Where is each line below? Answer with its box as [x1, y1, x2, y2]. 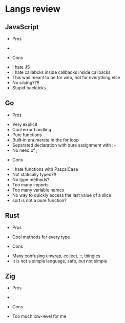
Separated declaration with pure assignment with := [12, 142, 117, 148]
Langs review [5, 3, 61, 15]
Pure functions [12, 132, 42, 138]
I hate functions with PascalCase [12, 166, 78, 172]
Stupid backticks [12, 85, 46, 91]
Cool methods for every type [12, 234, 70, 240]
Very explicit [12, 121, 38, 127]
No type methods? [12, 177, 50, 182]
